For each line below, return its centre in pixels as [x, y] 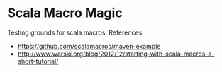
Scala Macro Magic [65, 13]
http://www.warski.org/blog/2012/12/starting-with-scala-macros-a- [116, 54]
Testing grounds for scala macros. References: [76, 32]
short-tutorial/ [38, 61]
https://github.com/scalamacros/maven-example [89, 46]
